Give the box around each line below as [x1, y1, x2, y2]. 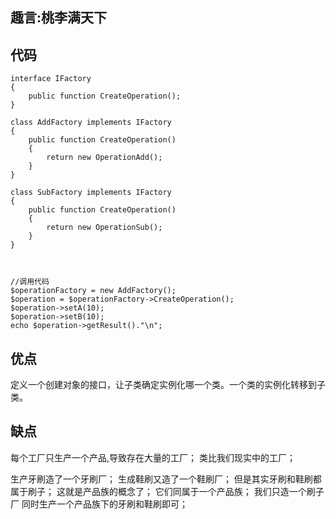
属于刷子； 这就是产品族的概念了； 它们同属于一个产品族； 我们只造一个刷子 [10, 485, 325, 497]
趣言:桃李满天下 [10, 9, 108, 27]
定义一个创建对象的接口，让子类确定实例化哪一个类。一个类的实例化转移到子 [10, 379, 326, 391]
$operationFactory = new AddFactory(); [10, 286, 177, 296]
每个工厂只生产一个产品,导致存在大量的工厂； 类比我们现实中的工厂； [10, 451, 296, 463]
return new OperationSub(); [46, 223, 163, 233]
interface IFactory [10, 74, 92, 84]
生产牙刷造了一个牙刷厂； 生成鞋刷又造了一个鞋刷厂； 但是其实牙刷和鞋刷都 [10, 473, 322, 485]
